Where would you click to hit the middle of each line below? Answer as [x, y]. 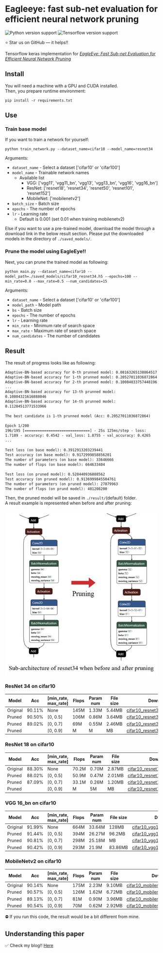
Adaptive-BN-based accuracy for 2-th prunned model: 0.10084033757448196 [81, 382]
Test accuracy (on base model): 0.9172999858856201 [58, 455]
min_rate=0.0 [18, 281]
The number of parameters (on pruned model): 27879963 [62, 484]
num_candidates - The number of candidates [56, 335]
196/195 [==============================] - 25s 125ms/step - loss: [76, 431]
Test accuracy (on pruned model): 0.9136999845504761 [61, 479]
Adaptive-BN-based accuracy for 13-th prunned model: [61, 392]
